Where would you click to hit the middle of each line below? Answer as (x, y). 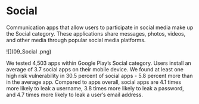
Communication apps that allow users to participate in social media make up (100, 27)
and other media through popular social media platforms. (76, 40)
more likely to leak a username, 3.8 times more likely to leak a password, (95, 88)
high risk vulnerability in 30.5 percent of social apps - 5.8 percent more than (99, 75)
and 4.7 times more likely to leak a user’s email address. (75, 94)
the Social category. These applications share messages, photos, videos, (96, 33)
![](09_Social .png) (29, 51)
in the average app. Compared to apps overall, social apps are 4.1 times (94, 82)
